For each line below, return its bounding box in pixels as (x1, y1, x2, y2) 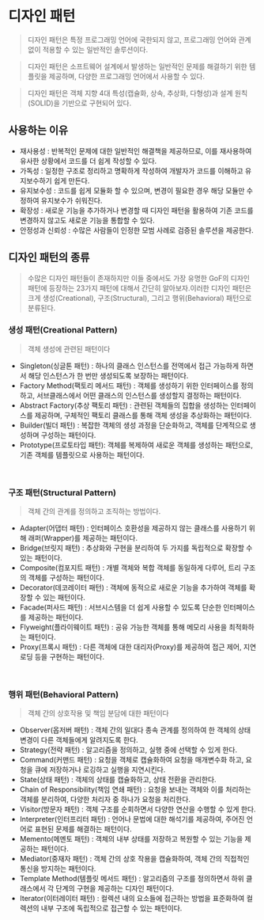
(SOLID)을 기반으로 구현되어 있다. (27, 98, 132, 108)
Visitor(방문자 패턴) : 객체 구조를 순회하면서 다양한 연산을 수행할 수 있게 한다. (19, 804, 256, 814)
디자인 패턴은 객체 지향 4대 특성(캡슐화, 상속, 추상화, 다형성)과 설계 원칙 (27, 88, 248, 97)
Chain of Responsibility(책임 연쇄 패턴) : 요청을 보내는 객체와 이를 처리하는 (19, 785, 251, 794)
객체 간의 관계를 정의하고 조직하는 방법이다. (27, 507, 161, 516)
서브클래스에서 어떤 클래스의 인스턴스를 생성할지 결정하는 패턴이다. (36, 390, 242, 400)
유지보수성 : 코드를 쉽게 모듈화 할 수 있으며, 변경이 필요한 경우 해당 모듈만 (19, 185, 245, 195)
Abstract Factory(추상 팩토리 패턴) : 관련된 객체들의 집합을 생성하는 (19, 401, 229, 410)
